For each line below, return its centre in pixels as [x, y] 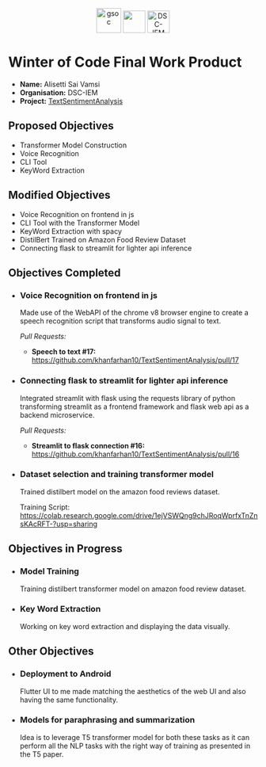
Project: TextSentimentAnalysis [71, 101]
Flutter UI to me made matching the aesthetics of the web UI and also [133, 691]
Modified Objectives [59, 195]
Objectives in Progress [65, 549]
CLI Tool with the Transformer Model [80, 223]
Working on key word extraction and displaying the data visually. [125, 626]
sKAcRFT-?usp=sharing [58, 524]
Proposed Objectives [61, 126]
